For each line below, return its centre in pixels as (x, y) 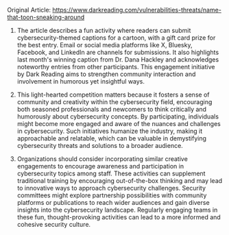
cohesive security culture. (54, 224)
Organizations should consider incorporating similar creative (103, 159)
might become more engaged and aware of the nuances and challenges (119, 124)
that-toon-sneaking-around (46, 17)
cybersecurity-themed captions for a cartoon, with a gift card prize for (116, 38)
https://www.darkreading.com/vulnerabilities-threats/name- (137, 10)
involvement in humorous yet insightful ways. (81, 81)
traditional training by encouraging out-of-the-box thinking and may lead (120, 181)
